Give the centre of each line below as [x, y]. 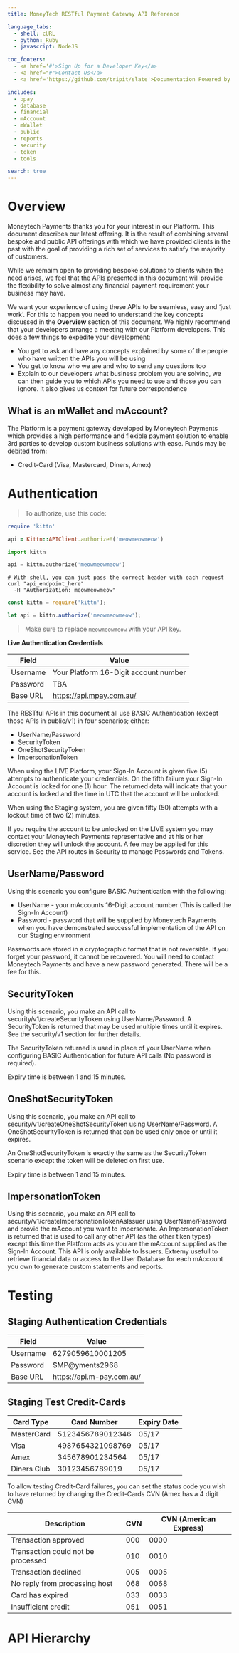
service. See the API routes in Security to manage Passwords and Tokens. [116, 852]
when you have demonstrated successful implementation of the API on [122, 927]
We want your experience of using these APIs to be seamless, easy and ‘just [119, 307]
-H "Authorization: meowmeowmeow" [65, 590]
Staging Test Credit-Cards [67, 1402]
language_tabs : [30, 27]
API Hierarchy [49, 1638]
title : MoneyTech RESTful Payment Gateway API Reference [94, 14]
